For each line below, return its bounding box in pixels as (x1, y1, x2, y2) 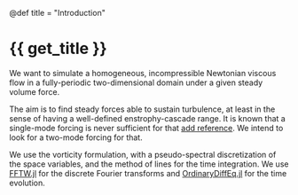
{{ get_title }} (9, 39, 108, 58)
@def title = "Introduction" (9, 8, 106, 18)
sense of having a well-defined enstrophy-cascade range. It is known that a (9, 113, 286, 123)
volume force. (9, 86, 60, 97)
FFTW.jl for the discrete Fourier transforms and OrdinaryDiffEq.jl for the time (9, 168, 287, 178)
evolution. (9, 177, 46, 188)
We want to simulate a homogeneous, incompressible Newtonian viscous (9, 67, 277, 78)
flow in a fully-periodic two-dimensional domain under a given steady (9, 77, 263, 88)
